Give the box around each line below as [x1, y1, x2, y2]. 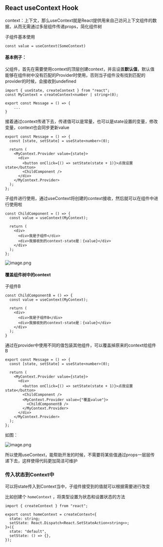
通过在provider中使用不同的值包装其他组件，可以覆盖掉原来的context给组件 [5, 343, 157, 348]
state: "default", [9, 529, 47, 534]
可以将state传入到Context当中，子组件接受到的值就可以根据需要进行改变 [5, 483, 150, 489]
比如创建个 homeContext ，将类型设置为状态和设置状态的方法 [5, 493, 126, 499]
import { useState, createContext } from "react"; [5, 88, 110, 93]
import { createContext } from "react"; [5, 503, 89, 508]
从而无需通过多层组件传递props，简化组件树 [13, 23, 102, 29]
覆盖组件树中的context [5, 272, 51, 277]
